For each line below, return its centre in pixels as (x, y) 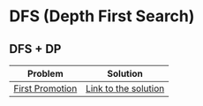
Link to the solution (125, 88)
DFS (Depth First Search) (102, 16)
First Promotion (45, 88)
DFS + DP (35, 49)
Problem (45, 74)
